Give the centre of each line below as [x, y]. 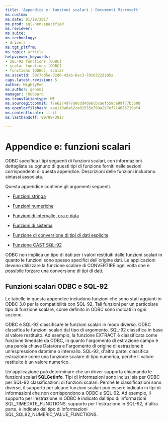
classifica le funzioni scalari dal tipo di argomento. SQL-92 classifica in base [84, 329]
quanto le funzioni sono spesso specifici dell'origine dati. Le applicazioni [80, 260]
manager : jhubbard [24, 94]
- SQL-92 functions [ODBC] [33, 61]
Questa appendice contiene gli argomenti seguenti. [58, 186]
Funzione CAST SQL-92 [37, 245]
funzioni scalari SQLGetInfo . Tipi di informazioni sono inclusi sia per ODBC [82, 377]
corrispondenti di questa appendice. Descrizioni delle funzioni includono [80, 171]
